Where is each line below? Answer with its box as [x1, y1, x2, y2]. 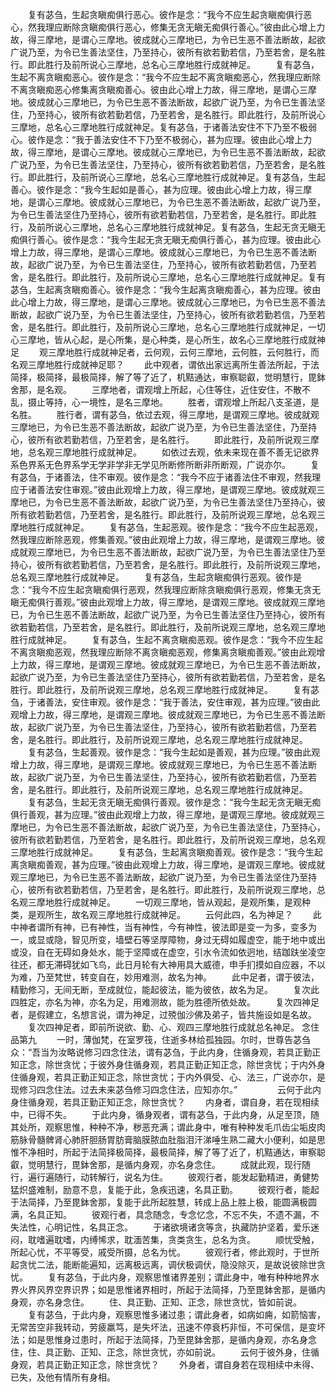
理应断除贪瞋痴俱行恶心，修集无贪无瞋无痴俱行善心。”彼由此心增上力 [44, 21, 326, 33]
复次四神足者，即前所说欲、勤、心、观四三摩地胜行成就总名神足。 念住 [27, 1021, 320, 1033]
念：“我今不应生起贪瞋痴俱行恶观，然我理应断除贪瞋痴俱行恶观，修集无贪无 [10, 584, 322, 595]
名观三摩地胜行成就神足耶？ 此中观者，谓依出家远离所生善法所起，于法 [10, 359, 320, 370]
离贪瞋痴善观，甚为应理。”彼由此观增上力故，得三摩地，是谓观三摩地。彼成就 [10, 859, 326, 870]
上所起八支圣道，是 [239, 396, 320, 408]
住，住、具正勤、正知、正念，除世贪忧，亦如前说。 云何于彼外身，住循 [10, 1346, 320, 1358]
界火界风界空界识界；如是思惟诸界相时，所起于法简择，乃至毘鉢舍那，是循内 [10, 1284, 326, 1295]
